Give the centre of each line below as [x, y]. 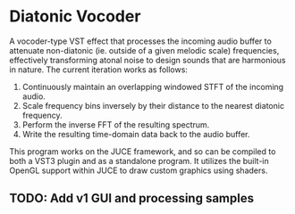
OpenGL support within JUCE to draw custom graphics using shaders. [139, 170]
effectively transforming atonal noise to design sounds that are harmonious [147, 60]
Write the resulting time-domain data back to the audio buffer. [136, 134]
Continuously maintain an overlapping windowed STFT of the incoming [153, 86]
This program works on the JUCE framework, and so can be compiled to [143, 151]
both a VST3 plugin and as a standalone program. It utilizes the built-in [139, 160]
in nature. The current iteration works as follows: [98, 70]
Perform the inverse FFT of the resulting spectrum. [116, 124]
